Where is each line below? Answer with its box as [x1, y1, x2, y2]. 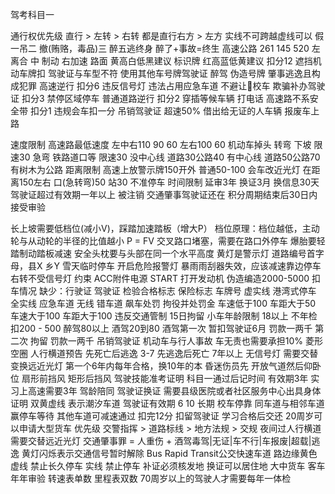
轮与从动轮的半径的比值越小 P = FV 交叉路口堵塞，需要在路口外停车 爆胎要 [10, 235, 317, 247]
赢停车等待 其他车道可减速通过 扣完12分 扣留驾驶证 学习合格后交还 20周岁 [10, 410, 315, 422]
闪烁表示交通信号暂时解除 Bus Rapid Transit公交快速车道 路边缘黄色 [38, 448, 318, 459]
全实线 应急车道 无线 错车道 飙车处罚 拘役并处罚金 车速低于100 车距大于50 [10, 298, 317, 309]
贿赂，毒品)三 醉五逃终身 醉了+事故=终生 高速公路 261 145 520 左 [51, 43, 321, 54]
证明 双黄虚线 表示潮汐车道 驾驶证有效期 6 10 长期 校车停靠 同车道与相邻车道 [10, 398, 325, 409]
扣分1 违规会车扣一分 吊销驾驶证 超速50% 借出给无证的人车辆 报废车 [29, 105, 312, 117]
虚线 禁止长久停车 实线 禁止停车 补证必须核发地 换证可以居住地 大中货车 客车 [10, 460, 326, 472]
